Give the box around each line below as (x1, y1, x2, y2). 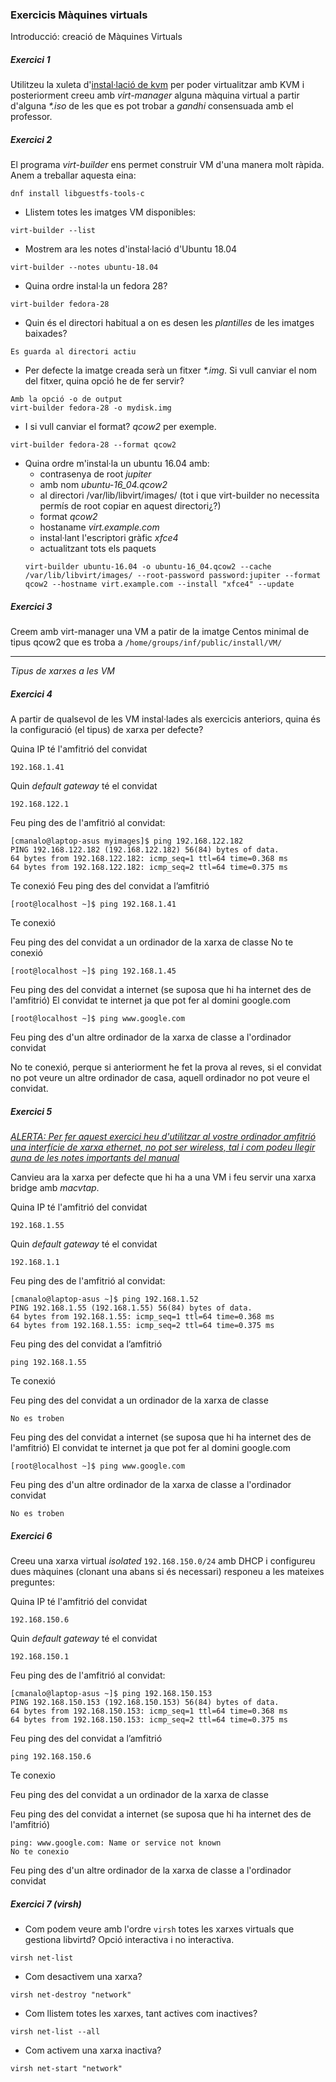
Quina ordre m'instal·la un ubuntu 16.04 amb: (24, 458, 210, 470)
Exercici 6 (10, 1529, 53, 1542)
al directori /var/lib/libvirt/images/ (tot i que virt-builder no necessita (39, 489, 320, 502)
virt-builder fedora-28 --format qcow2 (10, 440, 177, 450)
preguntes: (10, 1576, 55, 1588)
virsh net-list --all (10, 2027, 101, 2037)
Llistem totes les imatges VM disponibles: (24, 206, 197, 218)
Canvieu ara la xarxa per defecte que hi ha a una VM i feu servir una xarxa (10, 1171, 317, 1183)
